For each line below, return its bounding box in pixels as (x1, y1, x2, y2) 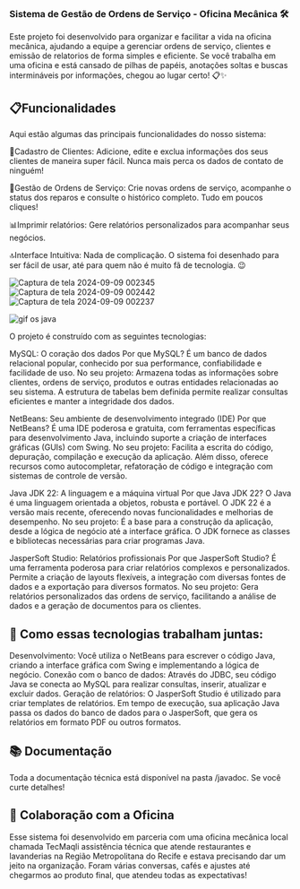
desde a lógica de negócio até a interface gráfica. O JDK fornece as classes (9, 526, 291, 537)
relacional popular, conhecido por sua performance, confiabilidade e (9, 358, 262, 369)
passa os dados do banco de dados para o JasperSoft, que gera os (9, 707, 258, 718)
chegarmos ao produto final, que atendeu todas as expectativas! (9, 869, 248, 880)
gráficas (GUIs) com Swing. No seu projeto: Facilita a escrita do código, (9, 442, 274, 453)
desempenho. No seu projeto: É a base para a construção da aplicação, (9, 516, 274, 527)
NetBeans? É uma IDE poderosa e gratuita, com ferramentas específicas (9, 423, 276, 434)
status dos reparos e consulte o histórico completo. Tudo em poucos (9, 192, 264, 203)
